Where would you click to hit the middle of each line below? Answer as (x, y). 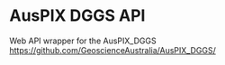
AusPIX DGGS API (77, 16)
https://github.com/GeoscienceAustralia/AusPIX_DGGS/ (112, 50)
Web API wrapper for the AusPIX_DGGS (83, 41)
